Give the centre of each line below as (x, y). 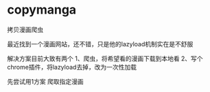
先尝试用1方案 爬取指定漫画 (45, 81)
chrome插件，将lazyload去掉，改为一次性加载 (72, 67)
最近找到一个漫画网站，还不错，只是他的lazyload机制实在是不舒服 (100, 44)
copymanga (42, 10)
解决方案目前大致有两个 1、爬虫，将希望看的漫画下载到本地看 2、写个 (105, 58)
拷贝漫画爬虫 (25, 29)
